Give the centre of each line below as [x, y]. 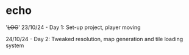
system [15, 45]
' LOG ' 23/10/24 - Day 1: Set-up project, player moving [73, 27]
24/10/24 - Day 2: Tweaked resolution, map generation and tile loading [94, 39]
